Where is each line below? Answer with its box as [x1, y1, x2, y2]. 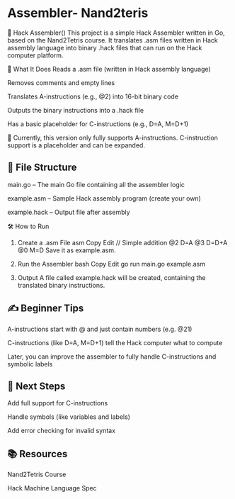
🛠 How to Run [7, 222, 50, 230]
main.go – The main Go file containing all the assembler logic [7, 180, 185, 189]
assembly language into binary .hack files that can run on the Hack [7, 43, 202, 52]
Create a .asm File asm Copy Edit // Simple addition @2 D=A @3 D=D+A [17, 238, 228, 247]
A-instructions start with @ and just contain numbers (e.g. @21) [7, 325, 193, 333]
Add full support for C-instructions [7, 399, 108, 408]
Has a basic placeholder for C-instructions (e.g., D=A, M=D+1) [7, 119, 189, 128]
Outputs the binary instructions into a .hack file [7, 106, 144, 114]
